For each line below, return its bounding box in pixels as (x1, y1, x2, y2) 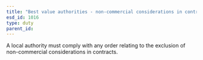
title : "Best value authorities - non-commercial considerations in (6, 8, 182, 15)
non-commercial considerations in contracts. (6, 49, 118, 56)
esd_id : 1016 (6, 14, 39, 20)
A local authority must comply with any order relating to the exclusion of (6, 42, 186, 49)
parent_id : (6, 25, 34, 32)
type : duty (6, 20, 34, 26)
